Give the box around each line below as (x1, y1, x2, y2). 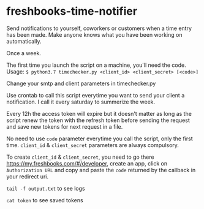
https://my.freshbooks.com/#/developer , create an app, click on (6, 159, 167, 167)
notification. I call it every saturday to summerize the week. (6, 98, 156, 105)
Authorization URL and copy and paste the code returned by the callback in (6, 166, 196, 173)
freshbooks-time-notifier (6, 4, 138, 18)
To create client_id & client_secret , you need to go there (6, 153, 154, 161)
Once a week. (6, 49, 42, 56)
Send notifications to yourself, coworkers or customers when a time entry (6, 25, 192, 32)
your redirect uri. (6, 173, 49, 180)
